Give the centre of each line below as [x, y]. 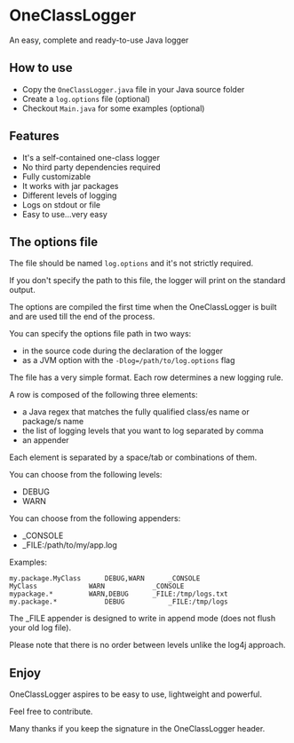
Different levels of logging [69, 195]
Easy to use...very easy [65, 214]
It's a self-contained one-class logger [91, 157]
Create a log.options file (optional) [86, 99]
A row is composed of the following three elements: [103, 395]
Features [34, 136]
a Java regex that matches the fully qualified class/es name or [136, 412]
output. [22, 290]
